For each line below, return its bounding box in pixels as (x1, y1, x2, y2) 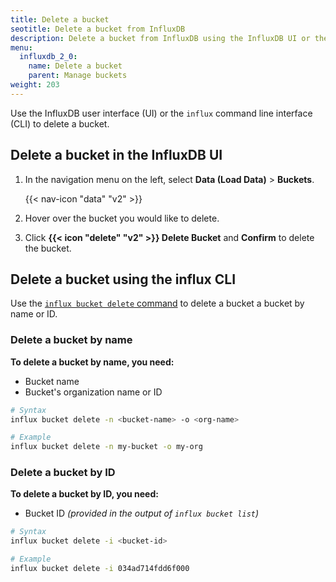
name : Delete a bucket (28, 61, 123, 71)
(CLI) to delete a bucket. (10, 117, 110, 130)
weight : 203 (10, 80, 60, 90)
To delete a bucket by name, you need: (10, 356, 175, 368)
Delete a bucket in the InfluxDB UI (10, 147, 223, 164)
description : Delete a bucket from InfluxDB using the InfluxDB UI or (10, 33, 311, 43)
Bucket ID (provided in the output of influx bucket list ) (24, 507, 260, 520)
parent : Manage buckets (28, 71, 128, 81)
